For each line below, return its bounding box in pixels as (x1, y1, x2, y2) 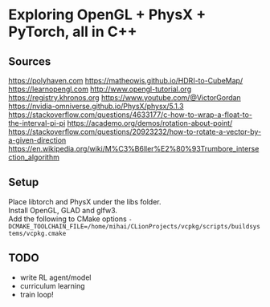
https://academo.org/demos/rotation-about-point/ (67, 119, 233, 127)
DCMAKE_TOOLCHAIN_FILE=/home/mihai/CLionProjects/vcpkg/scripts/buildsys (8, 222, 261, 230)
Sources (8, 55, 51, 68)
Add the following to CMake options (8, 214, 127, 224)
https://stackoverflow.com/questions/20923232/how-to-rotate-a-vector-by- (8, 127, 262, 136)
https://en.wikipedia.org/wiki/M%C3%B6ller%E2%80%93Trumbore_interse (8, 144, 260, 153)
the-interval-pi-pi (8, 119, 66, 127)
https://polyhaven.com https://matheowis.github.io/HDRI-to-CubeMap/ (8, 76, 243, 85)
